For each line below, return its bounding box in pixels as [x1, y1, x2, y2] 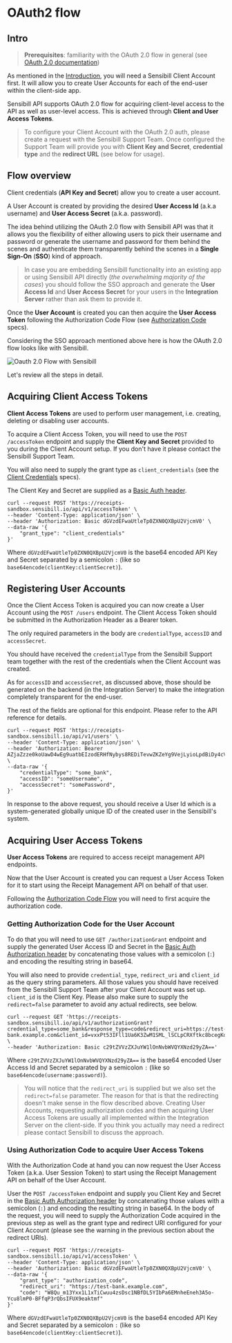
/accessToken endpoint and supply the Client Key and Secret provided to [7, 437, 215, 445]
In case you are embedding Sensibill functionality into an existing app [23, 265, 222, 274]
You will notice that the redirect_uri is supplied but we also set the [23, 1084, 216, 1092]
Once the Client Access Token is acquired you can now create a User [7, 601, 205, 610]
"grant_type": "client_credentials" [19, 530, 126, 537]
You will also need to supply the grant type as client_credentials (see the [7, 465, 220, 474]
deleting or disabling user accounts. [7, 416, 109, 425]
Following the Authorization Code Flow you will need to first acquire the [7, 895, 211, 903]
